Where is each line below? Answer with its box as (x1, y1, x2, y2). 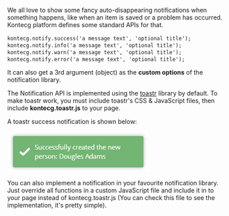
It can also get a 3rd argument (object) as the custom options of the (7, 68, 203, 76)
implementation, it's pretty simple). (7, 201, 107, 209)
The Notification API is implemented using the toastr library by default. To (7, 89, 218, 97)
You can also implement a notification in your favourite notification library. (7, 179, 219, 187)
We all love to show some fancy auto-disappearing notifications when (7, 6, 207, 14)
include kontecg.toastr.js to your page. (7, 104, 120, 112)
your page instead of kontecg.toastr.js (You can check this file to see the (7, 194, 216, 201)
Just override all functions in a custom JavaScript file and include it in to (7, 186, 214, 194)
